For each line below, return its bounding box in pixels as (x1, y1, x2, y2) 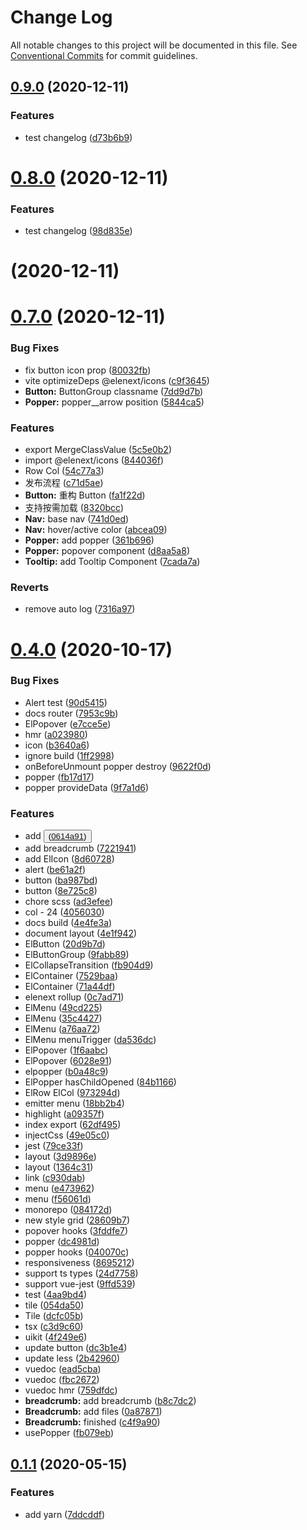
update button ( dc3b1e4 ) (24, 1342, 128, 1354)
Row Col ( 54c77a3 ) (24, 465, 105, 477)
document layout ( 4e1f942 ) (24, 927, 138, 940)
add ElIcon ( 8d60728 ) (24, 853, 115, 865)
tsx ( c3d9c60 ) (24, 1321, 84, 1333)
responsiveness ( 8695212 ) (24, 1257, 135, 1269)
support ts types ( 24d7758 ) (24, 1267, 139, 1280)
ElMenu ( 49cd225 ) (24, 1002, 103, 1014)
